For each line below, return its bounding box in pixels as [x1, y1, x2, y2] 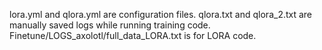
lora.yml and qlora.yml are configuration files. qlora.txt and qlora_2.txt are [9, 9, 313, 20]
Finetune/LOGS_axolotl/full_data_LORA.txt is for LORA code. [9, 30, 257, 41]
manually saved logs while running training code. [9, 19, 211, 31]
